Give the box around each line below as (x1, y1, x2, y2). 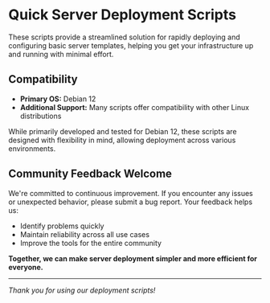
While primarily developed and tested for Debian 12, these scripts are (8, 126, 237, 136)
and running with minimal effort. (8, 49, 114, 59)
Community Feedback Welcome (8, 167, 173, 181)
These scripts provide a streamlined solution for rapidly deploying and (8, 32, 241, 42)
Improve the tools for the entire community (19, 238, 162, 248)
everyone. (8, 262, 43, 272)
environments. (8, 143, 56, 154)
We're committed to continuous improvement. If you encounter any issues (8, 188, 253, 198)
